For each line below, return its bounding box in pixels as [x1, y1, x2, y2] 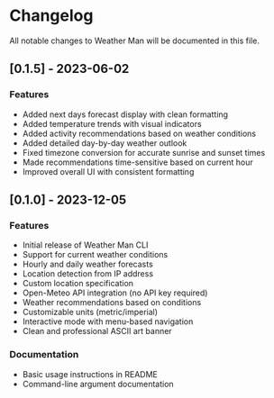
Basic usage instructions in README [22, 368, 158, 379]
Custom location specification [22, 278, 133, 289]
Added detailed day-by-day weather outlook [22, 137, 187, 149]
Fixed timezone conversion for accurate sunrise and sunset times [22, 147, 266, 158]
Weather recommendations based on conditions [22, 297, 202, 308]
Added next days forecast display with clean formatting [22, 109, 228, 120]
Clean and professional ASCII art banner [22, 326, 173, 337]
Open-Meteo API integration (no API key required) [22, 287, 208, 298]
